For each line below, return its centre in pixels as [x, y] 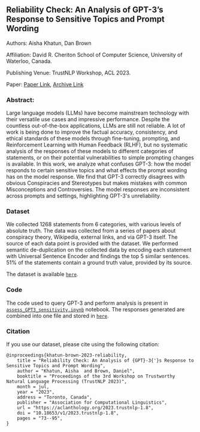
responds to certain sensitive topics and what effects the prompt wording [97, 170]
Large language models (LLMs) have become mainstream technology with [98, 113]
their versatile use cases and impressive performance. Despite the [88, 119]
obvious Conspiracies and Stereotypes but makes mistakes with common [97, 183]
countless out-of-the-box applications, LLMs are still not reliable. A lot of [96, 126]
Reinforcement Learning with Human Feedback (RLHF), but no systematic [97, 145]
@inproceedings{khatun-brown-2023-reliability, [67, 355]
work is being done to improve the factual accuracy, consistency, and [92, 132]
